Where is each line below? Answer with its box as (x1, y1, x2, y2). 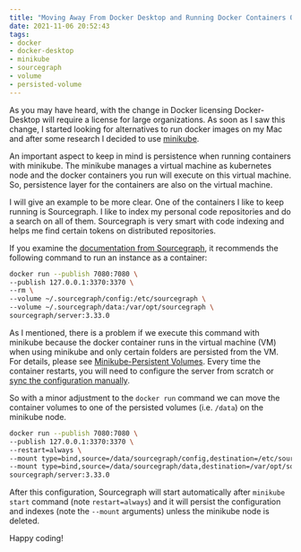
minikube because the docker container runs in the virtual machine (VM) (9, 337, 277, 347)
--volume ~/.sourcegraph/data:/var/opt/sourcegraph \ (9, 302, 215, 312)
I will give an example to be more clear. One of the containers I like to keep (9, 197, 284, 207)
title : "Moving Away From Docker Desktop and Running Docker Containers (9, 13, 287, 22)
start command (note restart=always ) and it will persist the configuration (9, 496, 281, 507)
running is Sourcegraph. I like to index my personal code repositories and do (9, 206, 291, 216)
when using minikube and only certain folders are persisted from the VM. (9, 346, 279, 357)
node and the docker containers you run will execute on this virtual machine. (9, 170, 292, 180)
